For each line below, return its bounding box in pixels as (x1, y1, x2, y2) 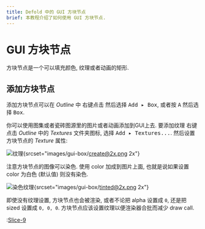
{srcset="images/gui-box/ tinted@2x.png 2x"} (34, 184, 149, 191)
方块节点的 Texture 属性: (6, 137, 68, 144)
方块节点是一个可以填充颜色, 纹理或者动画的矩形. (6, 64, 130, 71)
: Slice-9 (6, 216, 26, 224)
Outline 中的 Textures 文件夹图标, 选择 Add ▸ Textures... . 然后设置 (18, 129, 195, 137)
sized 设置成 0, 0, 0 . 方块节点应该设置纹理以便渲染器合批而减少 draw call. (6, 204, 195, 211)
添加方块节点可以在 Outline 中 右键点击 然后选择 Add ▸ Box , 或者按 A (6, 101, 182, 109)
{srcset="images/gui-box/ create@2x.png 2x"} (23, 150, 140, 158)
